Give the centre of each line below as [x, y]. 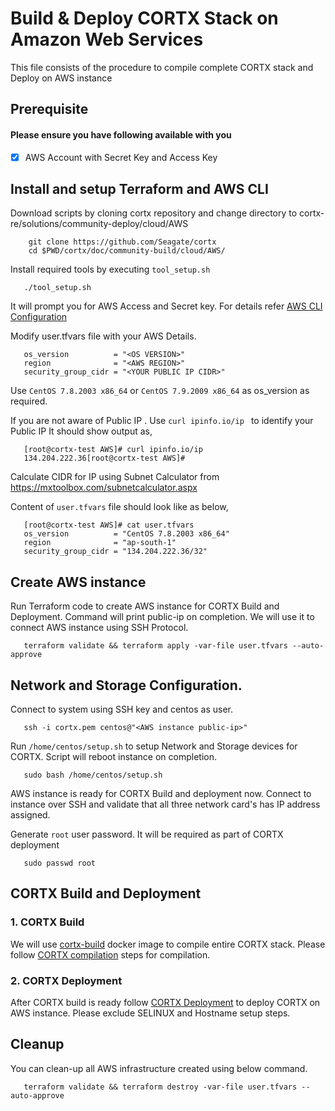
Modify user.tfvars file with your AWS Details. [103, 336]
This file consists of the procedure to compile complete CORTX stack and [162, 67]
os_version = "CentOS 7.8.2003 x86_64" [126, 534]
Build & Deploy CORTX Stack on [144, 18]
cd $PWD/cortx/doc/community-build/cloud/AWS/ [127, 251]
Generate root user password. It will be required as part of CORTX [147, 834]
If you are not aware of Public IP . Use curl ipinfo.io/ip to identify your [162, 421]
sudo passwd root [60, 863]
